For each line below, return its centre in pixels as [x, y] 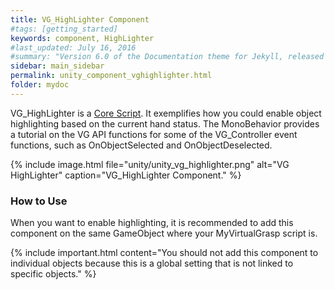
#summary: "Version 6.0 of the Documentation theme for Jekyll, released [167, 57]
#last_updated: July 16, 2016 [73, 47]
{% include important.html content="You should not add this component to [164, 253]
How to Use [39, 201]
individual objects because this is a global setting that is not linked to [152, 263]
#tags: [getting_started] [64, 29]
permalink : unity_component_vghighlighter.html [111, 76]
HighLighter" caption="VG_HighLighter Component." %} [126, 175]
